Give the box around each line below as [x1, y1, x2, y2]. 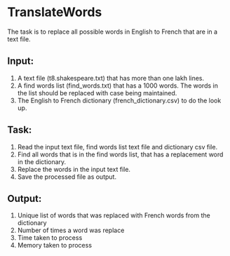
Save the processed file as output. [17, 173, 117, 181]
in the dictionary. [17, 157, 67, 166]
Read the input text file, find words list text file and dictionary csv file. [17, 142, 218, 151]
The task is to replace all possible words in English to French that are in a [7, 27, 218, 36]
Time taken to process [17, 234, 83, 242]
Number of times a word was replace [17, 226, 125, 235]
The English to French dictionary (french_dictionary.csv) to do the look [17, 96, 222, 105]
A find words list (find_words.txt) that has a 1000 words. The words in [17, 81, 219, 90]
